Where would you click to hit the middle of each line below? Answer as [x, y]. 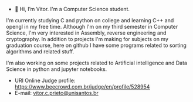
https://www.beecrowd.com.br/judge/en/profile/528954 [82, 87]
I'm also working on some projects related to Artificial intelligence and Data [97, 63]
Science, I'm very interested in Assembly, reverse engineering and [86, 33]
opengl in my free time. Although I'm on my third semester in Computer [92, 27]
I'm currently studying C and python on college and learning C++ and [90, 20]
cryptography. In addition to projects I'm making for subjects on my [87, 39]
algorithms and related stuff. [40, 52]
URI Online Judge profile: [45, 80]
